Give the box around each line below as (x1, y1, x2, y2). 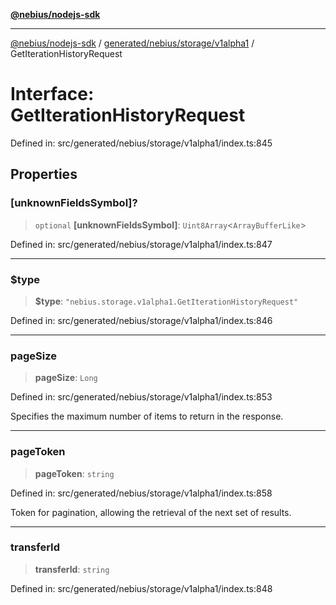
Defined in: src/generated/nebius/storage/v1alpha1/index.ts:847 (10, 238, 273, 250)
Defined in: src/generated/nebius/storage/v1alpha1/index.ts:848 (10, 582, 273, 594)
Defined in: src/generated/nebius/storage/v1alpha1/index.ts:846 (10, 314, 273, 326)
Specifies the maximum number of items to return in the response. (10, 410, 284, 423)
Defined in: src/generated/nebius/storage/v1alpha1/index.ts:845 (10, 137, 273, 149)
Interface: (10, 83, 95, 106)
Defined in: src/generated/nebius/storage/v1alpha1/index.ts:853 (10, 391, 273, 403)
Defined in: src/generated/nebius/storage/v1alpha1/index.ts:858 (10, 487, 273, 499)
